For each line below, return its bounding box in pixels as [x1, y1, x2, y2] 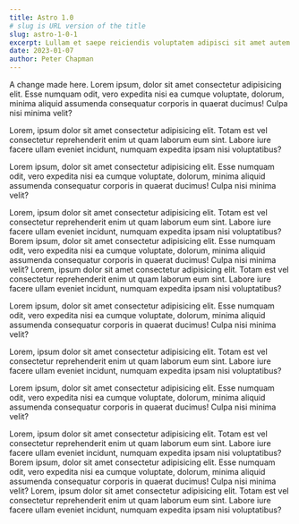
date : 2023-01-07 [9, 46, 74, 55]
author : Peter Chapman [9, 55, 94, 63]
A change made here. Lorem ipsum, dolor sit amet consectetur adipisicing [9, 80, 282, 89]
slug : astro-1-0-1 [9, 30, 78, 38]
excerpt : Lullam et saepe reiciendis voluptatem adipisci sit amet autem [9, 38, 291, 47]
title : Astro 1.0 [9, 13, 74, 22]
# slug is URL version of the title [9, 21, 146, 30]
